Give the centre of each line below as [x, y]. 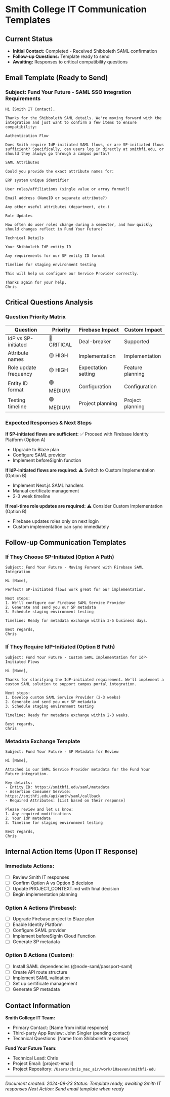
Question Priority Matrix [35, 317]
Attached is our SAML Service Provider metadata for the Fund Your [78, 769]
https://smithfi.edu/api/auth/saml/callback [53, 796]
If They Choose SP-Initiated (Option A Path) [60, 557]
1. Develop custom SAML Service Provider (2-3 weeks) [63, 697]
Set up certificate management [45, 983]
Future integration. [27, 774]
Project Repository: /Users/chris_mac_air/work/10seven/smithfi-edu [84, 1069]
